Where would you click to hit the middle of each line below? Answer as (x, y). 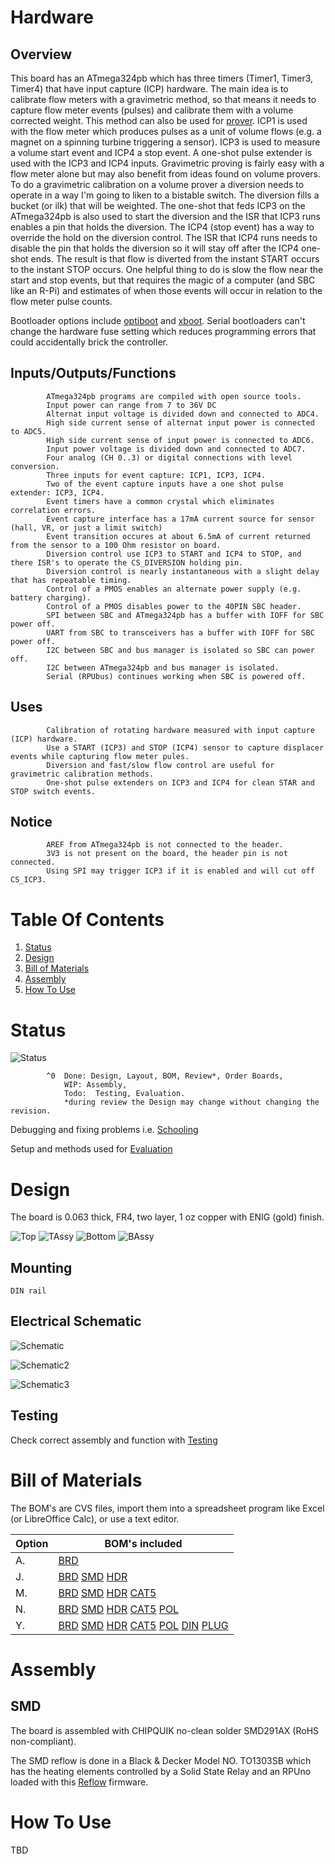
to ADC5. (28, 431)
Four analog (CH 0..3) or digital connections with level (169, 457)
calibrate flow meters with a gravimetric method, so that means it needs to (163, 99)
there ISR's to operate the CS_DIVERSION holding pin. (127, 562)
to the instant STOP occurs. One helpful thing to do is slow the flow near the (167, 269)
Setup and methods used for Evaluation (91, 1149)
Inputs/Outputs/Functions (93, 373)
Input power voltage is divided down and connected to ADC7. (176, 449)
